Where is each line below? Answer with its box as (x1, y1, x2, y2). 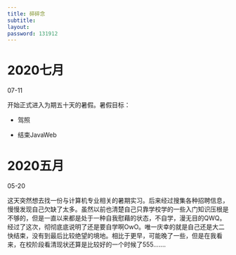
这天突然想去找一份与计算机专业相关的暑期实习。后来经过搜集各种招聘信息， (7, 197, 229, 205)
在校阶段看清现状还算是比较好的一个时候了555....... (19, 240, 166, 249)
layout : (7, 23, 30, 30)
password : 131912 (7, 30, 58, 37)
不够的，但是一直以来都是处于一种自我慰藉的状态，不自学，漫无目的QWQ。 (7, 214, 226, 223)
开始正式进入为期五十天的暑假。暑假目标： (7, 101, 131, 109)
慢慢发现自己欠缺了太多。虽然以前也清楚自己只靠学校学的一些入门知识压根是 (7, 205, 229, 213)
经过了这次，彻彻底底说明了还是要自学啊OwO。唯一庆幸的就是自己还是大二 (7, 223, 225, 231)
